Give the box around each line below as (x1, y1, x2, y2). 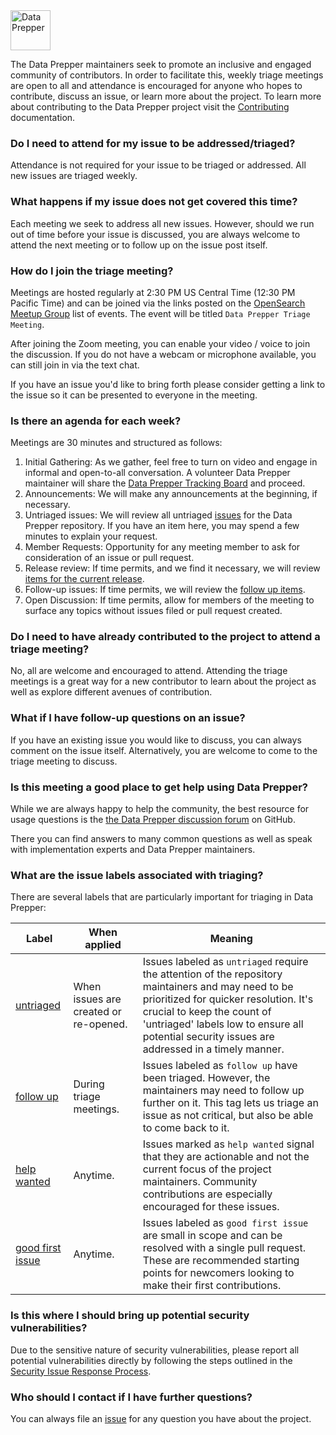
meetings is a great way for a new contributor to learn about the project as (10, 675, 317, 688)
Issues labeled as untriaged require (142, 955, 309, 969)
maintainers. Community (142, 1175, 258, 1189)
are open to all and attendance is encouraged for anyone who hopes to (10, 80, 303, 91)
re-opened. (73, 1017, 128, 1031)
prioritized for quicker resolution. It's (142, 992, 314, 1006)
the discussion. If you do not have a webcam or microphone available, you (10, 348, 317, 360)
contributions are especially (142, 1187, 273, 1201)
